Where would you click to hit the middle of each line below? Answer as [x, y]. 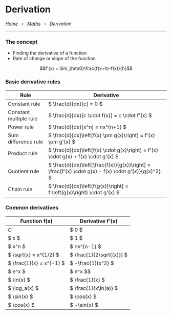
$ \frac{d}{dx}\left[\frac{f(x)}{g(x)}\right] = [100, 164]
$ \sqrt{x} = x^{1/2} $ [34, 254]
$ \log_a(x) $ [23, 288]
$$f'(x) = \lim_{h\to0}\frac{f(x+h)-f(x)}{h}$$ [86, 68]
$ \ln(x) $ [19, 280]
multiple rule [23, 118]
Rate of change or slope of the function [54, 59]
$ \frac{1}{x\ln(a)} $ [94, 288]
